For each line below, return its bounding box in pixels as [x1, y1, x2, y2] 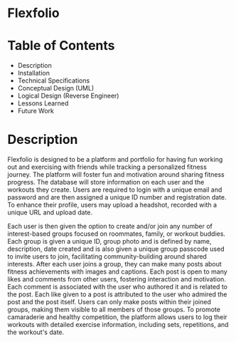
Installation [17, 69, 50, 78]
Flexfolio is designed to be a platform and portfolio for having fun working [7, 155, 223, 164]
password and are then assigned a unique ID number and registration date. [7, 193, 227, 202]
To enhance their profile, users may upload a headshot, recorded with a [7, 201, 218, 209]
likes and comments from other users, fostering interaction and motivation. [7, 275, 226, 284]
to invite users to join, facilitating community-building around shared [7, 252, 208, 261]
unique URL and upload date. [7, 208, 93, 217]
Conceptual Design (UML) [17, 84, 95, 93]
